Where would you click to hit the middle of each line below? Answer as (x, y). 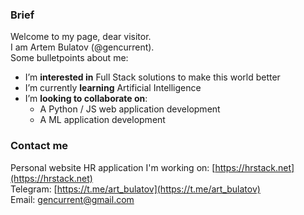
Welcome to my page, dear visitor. (81, 37)
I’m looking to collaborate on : (86, 99)
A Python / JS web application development (130, 109)
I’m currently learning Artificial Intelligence (113, 88)
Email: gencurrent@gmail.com (72, 199)
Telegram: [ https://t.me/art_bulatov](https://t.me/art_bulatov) (135, 189)
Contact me (39, 146)
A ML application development (102, 120)
